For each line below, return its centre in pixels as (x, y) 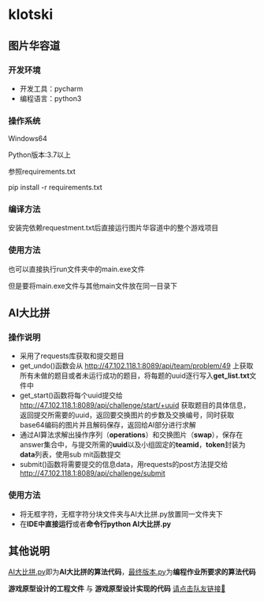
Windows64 (28, 139)
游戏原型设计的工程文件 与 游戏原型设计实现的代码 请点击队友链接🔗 (117, 588)
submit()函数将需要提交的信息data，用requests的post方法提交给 (124, 465)
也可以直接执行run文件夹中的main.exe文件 (76, 269)
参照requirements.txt (42, 172)
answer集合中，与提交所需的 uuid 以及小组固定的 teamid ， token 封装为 (132, 445)
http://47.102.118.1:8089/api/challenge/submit (92, 473)
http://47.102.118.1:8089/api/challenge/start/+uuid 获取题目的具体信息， (135, 405)
